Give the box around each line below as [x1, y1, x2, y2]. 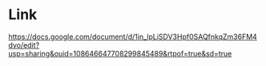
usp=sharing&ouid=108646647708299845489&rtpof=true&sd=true [8, 49, 232, 58]
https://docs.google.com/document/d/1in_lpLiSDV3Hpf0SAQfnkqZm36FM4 [8, 32, 258, 41]
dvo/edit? [8, 40, 40, 49]
